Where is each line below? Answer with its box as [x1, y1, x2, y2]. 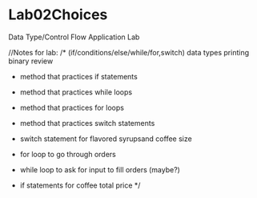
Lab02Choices [8, 6, 108, 24]
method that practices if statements [19, 71, 138, 81]
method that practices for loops [19, 103, 124, 112]
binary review [8, 56, 54, 66]
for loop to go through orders [19, 149, 116, 159]
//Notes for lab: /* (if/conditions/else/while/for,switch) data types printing [8, 47, 250, 57]
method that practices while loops [19, 87, 133, 97]
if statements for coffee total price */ [19, 180, 141, 190]
